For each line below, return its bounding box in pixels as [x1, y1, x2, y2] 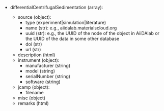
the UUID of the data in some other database [25, 35, 120, 42]
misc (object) [17, 95, 46, 101]
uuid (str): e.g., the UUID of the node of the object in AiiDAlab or [25, 30, 159, 36]
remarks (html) [17, 100, 49, 106]
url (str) [25, 47, 41, 52]
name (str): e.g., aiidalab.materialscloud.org [25, 25, 117, 31]
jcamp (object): [17, 84, 50, 90]
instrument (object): [17, 57, 60, 63]
